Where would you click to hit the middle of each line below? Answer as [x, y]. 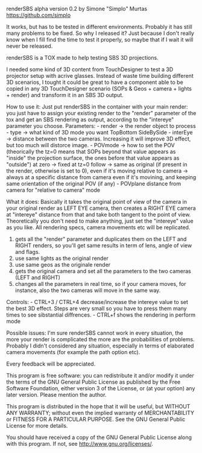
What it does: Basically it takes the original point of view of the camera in [97, 202]
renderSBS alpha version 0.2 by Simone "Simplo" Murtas [77, 9]
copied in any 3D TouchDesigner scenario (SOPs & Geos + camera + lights [99, 89]
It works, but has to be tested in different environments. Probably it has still [99, 27]
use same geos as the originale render [63, 265]
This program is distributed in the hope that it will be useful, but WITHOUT [98, 406]
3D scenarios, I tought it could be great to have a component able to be [95, 82]
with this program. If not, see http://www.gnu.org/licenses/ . [80, 444]
